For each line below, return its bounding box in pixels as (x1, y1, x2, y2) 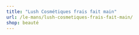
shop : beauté (6, 20, 39, 26)
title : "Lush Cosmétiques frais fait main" (6, 8, 117, 15)
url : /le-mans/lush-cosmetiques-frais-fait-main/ (6, 14, 134, 20)
